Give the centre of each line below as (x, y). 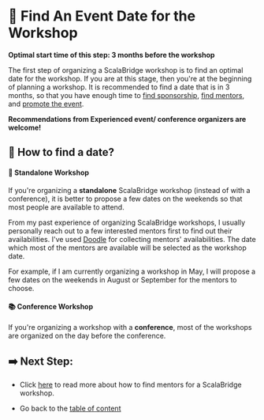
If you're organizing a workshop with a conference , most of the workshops (130, 327)
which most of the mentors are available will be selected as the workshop (127, 248)
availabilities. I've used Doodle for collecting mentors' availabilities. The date (132, 239)
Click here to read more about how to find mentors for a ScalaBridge (130, 384)
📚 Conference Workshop (51, 307)
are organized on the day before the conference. (87, 335)
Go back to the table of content (70, 408)
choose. (21, 288)
